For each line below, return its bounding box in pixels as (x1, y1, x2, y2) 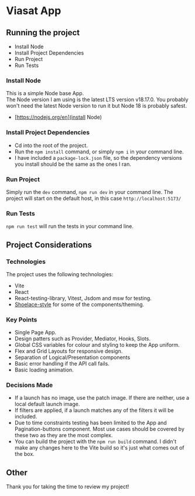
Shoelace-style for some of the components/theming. (14, 301, 145, 308)
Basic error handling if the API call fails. (14, 360, 110, 367)
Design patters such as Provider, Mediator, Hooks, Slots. (14, 335, 151, 342)
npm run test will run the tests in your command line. (6, 223, 134, 230)
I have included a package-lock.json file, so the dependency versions (14, 154, 183, 161)
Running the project (6, 28, 80, 38)
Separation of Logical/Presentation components (14, 354, 131, 361)
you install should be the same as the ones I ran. (14, 160, 132, 167)
